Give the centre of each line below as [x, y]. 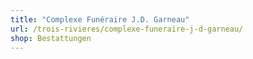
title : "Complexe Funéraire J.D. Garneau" [100, 19]
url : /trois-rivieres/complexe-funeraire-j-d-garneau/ [127, 29]
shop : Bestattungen [51, 38]
